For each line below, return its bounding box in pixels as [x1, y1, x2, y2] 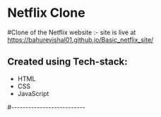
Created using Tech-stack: [7, 56, 128, 68]
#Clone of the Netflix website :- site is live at [7, 28, 136, 36]
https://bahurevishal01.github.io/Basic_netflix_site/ [7, 35, 154, 43]
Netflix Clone [7, 5, 86, 21]
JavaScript [17, 89, 49, 97]
